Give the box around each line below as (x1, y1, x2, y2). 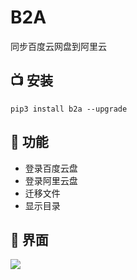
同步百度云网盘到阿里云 (10, 40, 107, 52)
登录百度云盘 (24, 162, 78, 174)
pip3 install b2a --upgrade (10, 104, 128, 114)
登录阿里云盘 (24, 174, 78, 186)
